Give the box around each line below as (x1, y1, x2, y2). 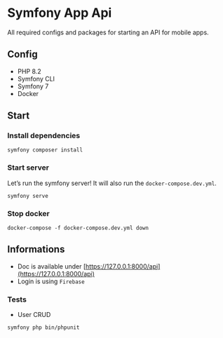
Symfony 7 (17, 82, 49, 90)
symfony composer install (7, 147, 83, 154)
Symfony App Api (7, 5, 112, 21)
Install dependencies (7, 131, 81, 141)
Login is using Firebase (17, 277, 86, 285)
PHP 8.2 (17, 67, 41, 75)
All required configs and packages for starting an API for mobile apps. (7, 28, 209, 36)
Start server (7, 163, 49, 173)
